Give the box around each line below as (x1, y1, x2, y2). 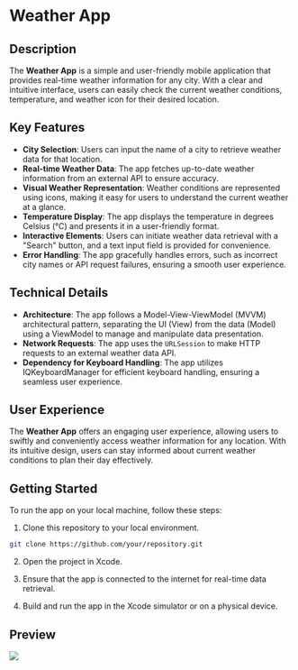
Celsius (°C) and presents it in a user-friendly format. (22, 220, 220, 231)
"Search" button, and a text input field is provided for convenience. (22, 240, 272, 251)
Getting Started (9, 481, 98, 496)
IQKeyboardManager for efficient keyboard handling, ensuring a (22, 366, 260, 377)
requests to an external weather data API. (22, 347, 177, 358)
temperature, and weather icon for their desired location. (9, 94, 220, 105)
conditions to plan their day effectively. (9, 454, 154, 465)
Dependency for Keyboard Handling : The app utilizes (22, 357, 223, 368)
